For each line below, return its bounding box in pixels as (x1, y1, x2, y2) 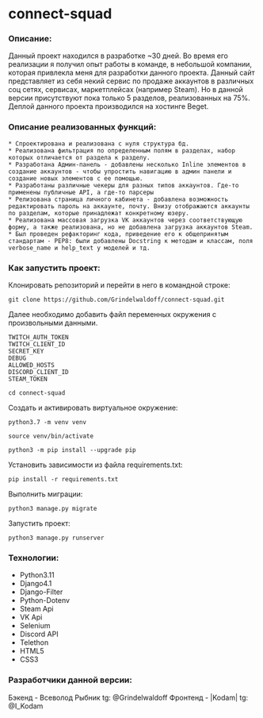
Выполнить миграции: (8, 489, 83, 499)
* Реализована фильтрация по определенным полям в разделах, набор (8, 146, 236, 155)
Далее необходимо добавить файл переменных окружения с (8, 310, 216, 319)
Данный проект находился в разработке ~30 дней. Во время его (8, 51, 228, 60)
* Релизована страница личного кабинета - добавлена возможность (8, 195, 228, 203)
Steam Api (19, 604, 54, 614)
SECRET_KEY (8, 347, 44, 356)
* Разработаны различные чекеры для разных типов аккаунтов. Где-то (8, 181, 239, 189)
